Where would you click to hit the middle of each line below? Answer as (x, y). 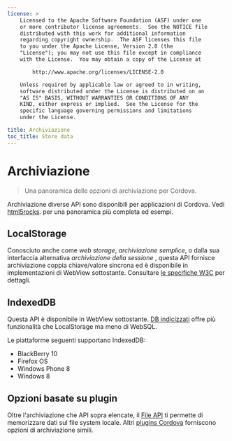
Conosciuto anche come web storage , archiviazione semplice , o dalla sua (114, 250)
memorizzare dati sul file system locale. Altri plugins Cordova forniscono (112, 422)
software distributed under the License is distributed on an (112, 91)
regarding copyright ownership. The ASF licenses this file (110, 40)
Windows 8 (34, 376)
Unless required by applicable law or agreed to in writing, (110, 85)
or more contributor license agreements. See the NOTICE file (114, 27)
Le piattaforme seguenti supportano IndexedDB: (77, 340)
